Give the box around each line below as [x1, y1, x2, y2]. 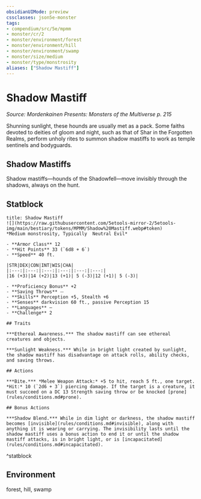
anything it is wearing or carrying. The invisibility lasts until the [6, 425, 190, 432]
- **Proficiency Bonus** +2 [6, 283, 77, 289]
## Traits [6, 320, 31, 326]
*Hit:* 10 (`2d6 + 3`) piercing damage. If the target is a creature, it [6, 383, 196, 389]
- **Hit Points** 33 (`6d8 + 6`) [6, 246, 90, 253]
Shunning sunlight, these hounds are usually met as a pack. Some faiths [6, 122, 185, 130]
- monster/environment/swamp [6, 48, 79, 54]
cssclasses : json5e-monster [6, 14, 77, 20]
